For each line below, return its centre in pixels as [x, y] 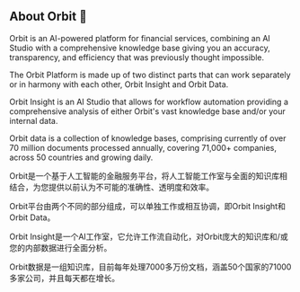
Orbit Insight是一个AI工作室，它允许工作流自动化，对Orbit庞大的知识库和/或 [149, 236]
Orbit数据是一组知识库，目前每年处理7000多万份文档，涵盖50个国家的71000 [150, 267]
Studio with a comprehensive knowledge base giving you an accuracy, [140, 48]
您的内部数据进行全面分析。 [61, 247]
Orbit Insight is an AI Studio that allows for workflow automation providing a [149, 102]
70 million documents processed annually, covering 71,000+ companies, [143, 147]
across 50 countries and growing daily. [81, 157]
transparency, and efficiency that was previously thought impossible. [137, 57]
